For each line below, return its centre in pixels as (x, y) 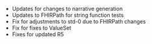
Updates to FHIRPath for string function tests (68, 15)
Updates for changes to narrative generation (67, 9)
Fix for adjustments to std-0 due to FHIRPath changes (79, 21)
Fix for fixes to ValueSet (41, 28)
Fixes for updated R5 (38, 34)
